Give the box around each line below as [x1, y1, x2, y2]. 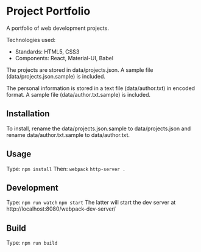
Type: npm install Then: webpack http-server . [6, 165, 126, 172]
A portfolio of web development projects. [6, 24, 110, 32]
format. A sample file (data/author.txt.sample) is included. [6, 91, 151, 98]
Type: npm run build [6, 239, 58, 247]
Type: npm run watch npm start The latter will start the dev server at [6, 199, 176, 206]
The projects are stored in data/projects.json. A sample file [6, 66, 153, 74]
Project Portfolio [6, 4, 91, 18]
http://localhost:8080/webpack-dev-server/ [6, 205, 116, 212]
